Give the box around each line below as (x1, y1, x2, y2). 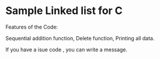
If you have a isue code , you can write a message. (5, 46, 128, 53)
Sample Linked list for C (5, 4, 123, 18)
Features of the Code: (5, 23, 58, 30)
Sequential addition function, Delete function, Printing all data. (5, 34, 155, 41)
